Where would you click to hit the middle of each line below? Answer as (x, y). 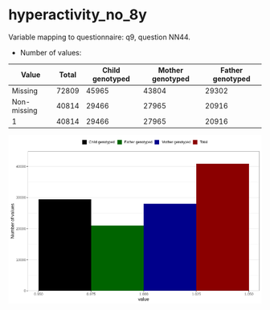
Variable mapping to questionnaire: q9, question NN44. (100, 37)
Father (232, 71)
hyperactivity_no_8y (78, 15)
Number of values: (51, 52)
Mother (170, 71)
